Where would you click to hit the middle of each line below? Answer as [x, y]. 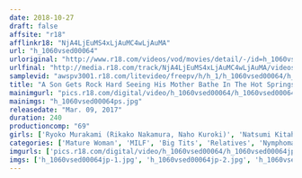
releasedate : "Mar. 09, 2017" [66, 110]
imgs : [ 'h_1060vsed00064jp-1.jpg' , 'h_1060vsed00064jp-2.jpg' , [130, 160]
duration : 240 [36, 118]
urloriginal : [34, 59]
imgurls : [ [30, 151]
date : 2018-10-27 [42, 18]
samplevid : [30, 76]
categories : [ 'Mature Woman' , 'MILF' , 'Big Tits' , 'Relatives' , [132, 143]
